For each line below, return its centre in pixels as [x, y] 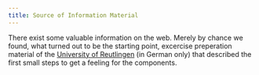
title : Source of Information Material [73, 15]
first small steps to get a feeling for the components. [93, 62]
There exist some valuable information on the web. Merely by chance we [126, 37]
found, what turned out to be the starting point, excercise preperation [120, 46]
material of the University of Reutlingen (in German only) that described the [130, 54]
